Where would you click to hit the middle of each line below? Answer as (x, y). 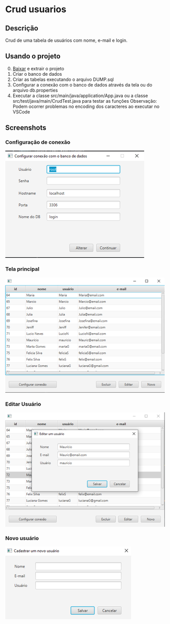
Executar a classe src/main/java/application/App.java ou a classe (80, 96)
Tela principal (22, 269)
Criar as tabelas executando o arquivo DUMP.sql (63, 79)
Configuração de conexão (38, 142)
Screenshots (26, 128)
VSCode (21, 112)
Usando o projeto (33, 56)
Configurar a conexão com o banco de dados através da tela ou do (82, 84)
